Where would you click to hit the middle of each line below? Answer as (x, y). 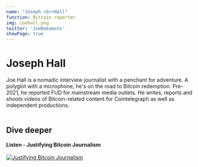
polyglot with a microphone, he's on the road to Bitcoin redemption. (89, 86)
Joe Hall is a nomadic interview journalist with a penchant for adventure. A (97, 80)
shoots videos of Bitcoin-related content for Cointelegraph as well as (90, 99)
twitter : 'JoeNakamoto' (36, 28)
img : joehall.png (28, 23)
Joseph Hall (36, 64)
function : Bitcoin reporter (41, 17)
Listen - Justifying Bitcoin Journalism (54, 144)
